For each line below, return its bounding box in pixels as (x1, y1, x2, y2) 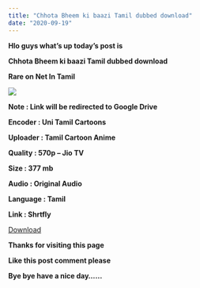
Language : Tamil (8, 194, 66, 203)
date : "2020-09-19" (8, 19, 73, 27)
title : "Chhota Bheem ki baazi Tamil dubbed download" (8, 11, 193, 20)
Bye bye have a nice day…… (8, 271, 103, 280)
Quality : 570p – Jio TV (8, 148, 85, 157)
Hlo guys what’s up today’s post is (8, 40, 123, 50)
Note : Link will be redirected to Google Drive (8, 102, 158, 111)
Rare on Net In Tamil (8, 71, 76, 81)
